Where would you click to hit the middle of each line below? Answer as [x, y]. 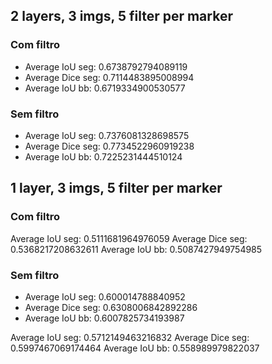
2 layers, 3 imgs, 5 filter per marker [121, 16]
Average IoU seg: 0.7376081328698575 [107, 135]
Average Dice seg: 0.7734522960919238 [109, 146]
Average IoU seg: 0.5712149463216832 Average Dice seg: [130, 337]
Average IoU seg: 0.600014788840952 [105, 296]
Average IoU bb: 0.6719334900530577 [105, 88]
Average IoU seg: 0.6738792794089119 [106, 66]
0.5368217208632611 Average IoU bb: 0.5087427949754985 [136, 249]
